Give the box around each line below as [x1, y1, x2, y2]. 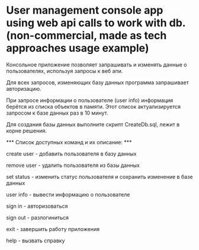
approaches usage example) [6, 42, 149, 55]
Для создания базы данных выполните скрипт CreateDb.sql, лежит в [6, 121, 180, 128]
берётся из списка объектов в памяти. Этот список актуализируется [6, 103, 181, 110]
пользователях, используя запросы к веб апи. [6, 67, 123, 74]
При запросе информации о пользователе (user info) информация [6, 96, 174, 104]
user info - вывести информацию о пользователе [6, 191, 130, 198]
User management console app [6, 4, 163, 17]
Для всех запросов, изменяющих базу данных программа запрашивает [6, 78, 190, 86]
